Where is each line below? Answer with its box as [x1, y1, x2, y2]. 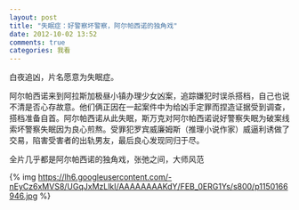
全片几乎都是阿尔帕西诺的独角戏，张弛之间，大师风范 [9, 154, 205, 165]
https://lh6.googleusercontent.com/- [37, 172, 172, 182]
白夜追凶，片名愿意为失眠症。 [9, 72, 118, 83]
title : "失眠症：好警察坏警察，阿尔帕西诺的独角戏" [9, 21, 178, 30]
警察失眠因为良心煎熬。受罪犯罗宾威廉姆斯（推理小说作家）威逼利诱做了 [24, 124, 290, 134]
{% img [9, 172, 36, 182]
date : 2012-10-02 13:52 [9, 29, 98, 38]
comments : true [9, 37, 66, 47]
